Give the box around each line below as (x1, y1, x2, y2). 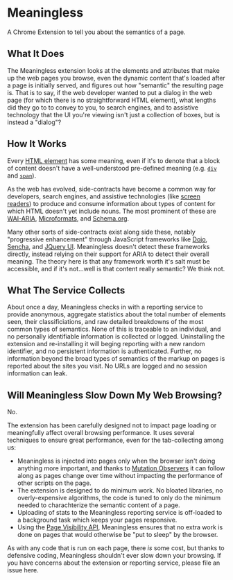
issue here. (7, 566, 40, 574)
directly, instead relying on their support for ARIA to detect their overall (7, 250, 209, 258)
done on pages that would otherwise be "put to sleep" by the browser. (17, 531, 218, 539)
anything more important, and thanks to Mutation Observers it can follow (17, 464, 225, 472)
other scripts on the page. (17, 479, 92, 487)
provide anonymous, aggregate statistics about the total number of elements (7, 310, 226, 318)
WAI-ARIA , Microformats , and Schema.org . (7, 214, 130, 223)
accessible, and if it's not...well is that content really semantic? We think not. (7, 264, 225, 273)
